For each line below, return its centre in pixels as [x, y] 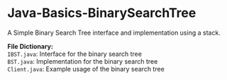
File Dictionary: [30, 46]
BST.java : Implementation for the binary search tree [83, 61]
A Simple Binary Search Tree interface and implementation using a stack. [114, 33]
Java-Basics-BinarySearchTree [102, 13]
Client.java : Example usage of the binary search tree [86, 69]
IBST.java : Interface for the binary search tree [74, 54]
